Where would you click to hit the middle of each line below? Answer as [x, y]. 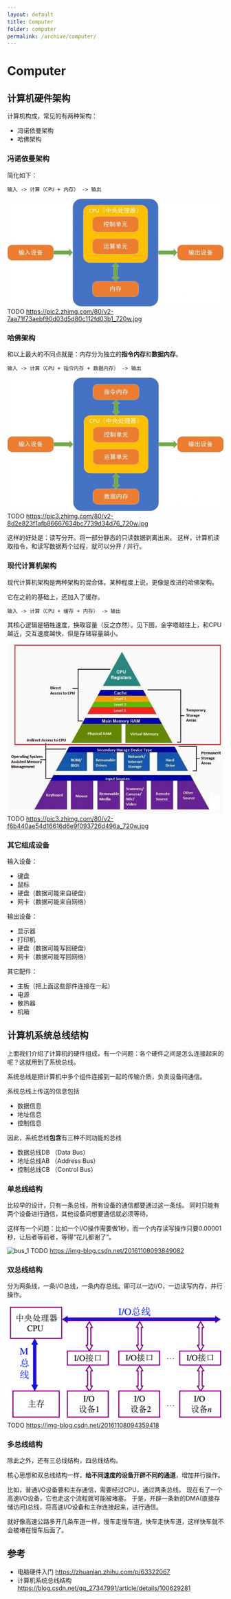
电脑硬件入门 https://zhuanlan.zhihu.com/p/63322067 [93, 1571]
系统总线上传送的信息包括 [43, 1091]
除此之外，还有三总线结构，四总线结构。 [64, 1461]
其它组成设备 [29, 845]
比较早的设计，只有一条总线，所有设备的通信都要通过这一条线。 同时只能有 [113, 1205]
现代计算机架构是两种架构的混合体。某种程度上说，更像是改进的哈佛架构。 [112, 582]
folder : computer [32, 29]
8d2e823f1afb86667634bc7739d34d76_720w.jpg [78, 523]
